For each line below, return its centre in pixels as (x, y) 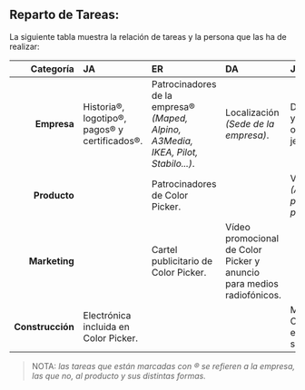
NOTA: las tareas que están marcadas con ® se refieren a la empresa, (163, 366)
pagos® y (103, 129)
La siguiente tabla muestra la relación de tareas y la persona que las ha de (148, 36)
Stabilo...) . (173, 163)
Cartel (164, 249)
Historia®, (104, 106)
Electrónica (107, 315)
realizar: (25, 46)
